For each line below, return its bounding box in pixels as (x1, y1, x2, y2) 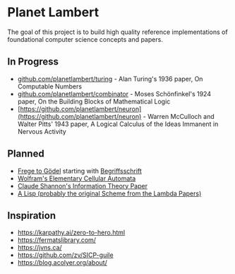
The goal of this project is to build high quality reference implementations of (7, 28, 228, 36)
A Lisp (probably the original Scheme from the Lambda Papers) (17, 189, 202, 198)
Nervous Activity (17, 127, 67, 135)
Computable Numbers (17, 82, 83, 91)
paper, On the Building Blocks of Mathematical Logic (17, 97, 171, 105)
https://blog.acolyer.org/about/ (17, 258, 107, 267)
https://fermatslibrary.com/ (17, 236, 97, 244)
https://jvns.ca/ (17, 244, 62, 252)
